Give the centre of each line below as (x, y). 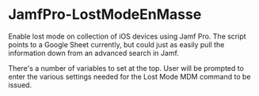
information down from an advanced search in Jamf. (94, 53)
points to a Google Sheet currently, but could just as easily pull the (116, 44)
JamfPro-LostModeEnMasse (105, 15)
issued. (20, 85)
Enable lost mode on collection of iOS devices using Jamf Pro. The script (128, 36)
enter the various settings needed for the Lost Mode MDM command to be (129, 76)
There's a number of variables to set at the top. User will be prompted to (126, 68)
